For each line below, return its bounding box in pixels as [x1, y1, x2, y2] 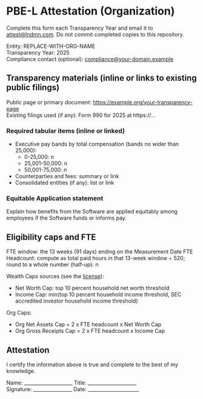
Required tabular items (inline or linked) [6, 126, 125, 135]
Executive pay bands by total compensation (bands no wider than [15, 141, 179, 148]
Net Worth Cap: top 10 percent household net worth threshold [15, 284, 170, 292]
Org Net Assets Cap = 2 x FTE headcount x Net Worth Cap [15, 321, 162, 328]
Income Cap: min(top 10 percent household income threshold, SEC [15, 291, 182, 298]
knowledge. [6, 367, 36, 374]
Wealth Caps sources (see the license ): [6, 273, 104, 280]
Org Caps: [6, 309, 32, 317]
